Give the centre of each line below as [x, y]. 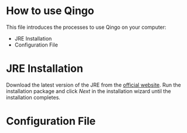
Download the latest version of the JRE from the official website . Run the [94, 85]
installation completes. [33, 97]
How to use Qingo [50, 11]
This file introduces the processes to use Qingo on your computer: [86, 27]
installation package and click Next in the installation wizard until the [89, 91]
